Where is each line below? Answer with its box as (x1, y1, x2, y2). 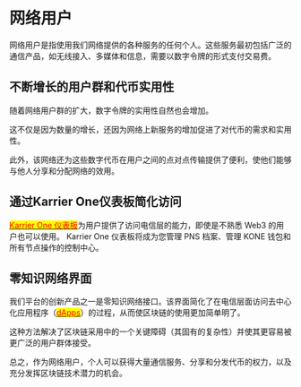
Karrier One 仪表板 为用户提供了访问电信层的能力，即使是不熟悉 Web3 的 (9, 219, 277, 230)
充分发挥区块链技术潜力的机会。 (9, 368, 127, 379)
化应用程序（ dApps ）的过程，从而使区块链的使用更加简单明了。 (9, 307, 245, 318)
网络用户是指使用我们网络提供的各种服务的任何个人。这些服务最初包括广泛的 (9, 39, 292, 50)
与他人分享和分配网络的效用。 (9, 165, 119, 176)
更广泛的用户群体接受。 (9, 338, 96, 348)
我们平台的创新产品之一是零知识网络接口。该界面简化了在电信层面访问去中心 (9, 297, 292, 307)
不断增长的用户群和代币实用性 (9, 80, 175, 95)
